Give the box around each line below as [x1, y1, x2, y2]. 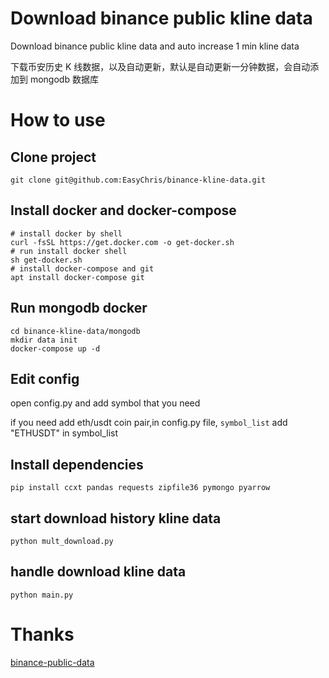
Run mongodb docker [10, 300, 148, 317]
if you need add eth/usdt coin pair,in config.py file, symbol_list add [10, 417, 288, 429]
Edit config [10, 370, 80, 387]
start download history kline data [10, 510, 222, 527]
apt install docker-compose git [10, 272, 145, 282]
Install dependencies [10, 456, 144, 473]
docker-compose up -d [10, 343, 101, 354]
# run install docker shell [10, 246, 128, 256]
